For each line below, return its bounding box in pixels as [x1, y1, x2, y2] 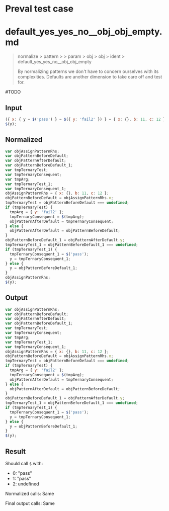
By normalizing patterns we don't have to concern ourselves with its [17, 68, 159, 74]
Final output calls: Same [5, 500, 55, 506]
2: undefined [12, 481, 39, 487]
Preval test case [5, 3, 74, 15]
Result [5, 447, 26, 456]
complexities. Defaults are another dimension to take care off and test [17, 74, 162, 80]
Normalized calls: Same [5, 491, 54, 496]
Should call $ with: [5, 461, 43, 466]
